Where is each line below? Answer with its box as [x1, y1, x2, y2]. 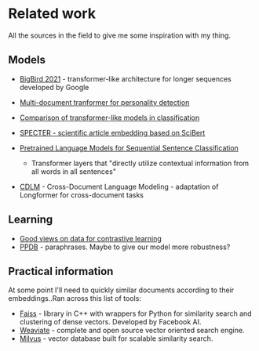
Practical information [8, 264, 114, 278]
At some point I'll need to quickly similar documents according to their [8, 285, 235, 295]
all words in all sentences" [31, 166, 116, 176]
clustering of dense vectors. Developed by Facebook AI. [19, 317, 202, 327]
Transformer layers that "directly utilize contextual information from [31, 158, 250, 168]
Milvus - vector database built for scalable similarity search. [19, 334, 213, 343]
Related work [8, 5, 97, 23]
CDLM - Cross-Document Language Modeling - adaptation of [19, 182, 219, 191]
